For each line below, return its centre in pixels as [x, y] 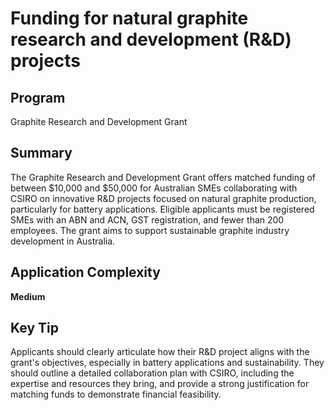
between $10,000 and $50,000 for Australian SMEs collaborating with [154, 188]
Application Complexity [85, 272]
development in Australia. [63, 241]
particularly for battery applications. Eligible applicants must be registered [162, 209]
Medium [28, 296]
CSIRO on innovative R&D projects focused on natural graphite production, [163, 198]
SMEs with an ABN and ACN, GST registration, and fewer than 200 [147, 219]
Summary [41, 153]
